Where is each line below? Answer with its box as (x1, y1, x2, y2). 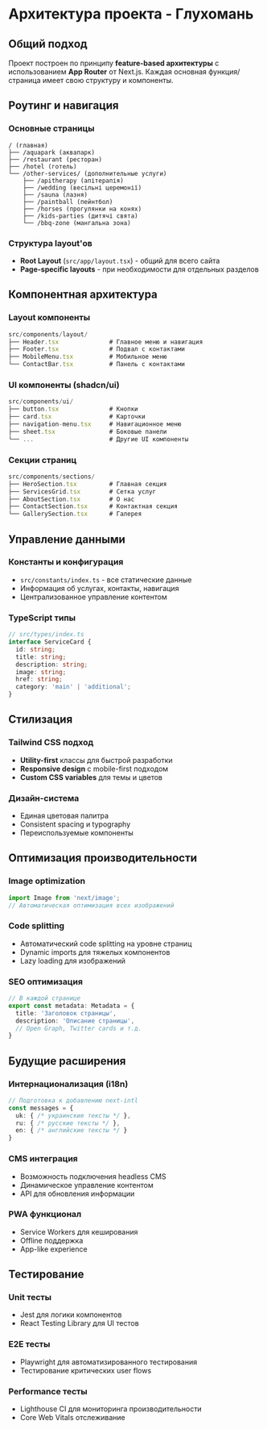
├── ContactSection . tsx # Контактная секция (8, 502, 179, 510)
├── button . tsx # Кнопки (8, 405, 138, 414)
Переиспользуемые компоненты (19, 827, 134, 837)
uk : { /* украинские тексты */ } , (15, 1111, 131, 1119)
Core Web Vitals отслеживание (19, 1413, 126, 1423)
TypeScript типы (8, 612, 76, 623)
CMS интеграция (8, 1153, 78, 1164)
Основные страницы (8, 123, 95, 134)
